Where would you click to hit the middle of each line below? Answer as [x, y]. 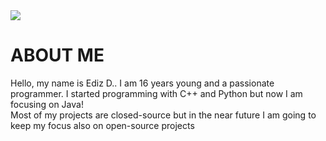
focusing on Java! [47, 104]
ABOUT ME [57, 55]
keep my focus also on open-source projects [102, 125]
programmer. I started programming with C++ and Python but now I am [156, 93]
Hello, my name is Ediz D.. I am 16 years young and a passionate [142, 83]
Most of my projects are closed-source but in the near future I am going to [163, 115]
